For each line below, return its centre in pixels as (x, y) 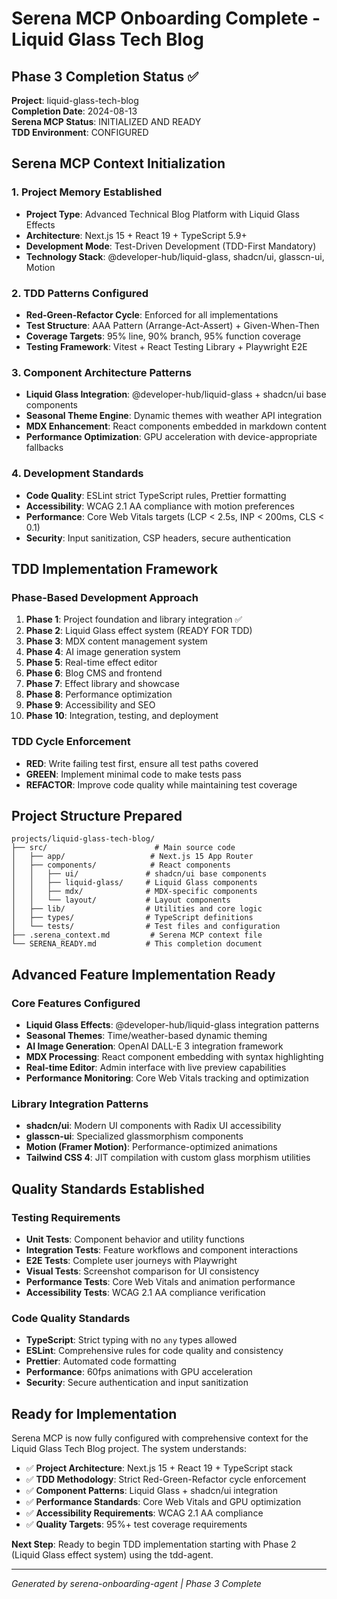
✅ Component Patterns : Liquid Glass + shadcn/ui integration (151, 1491)
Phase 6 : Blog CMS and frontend (94, 673)
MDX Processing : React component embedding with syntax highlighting (174, 1057)
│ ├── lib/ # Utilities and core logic (137, 909)
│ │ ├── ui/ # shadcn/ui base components (139, 874)
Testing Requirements (66, 1217)
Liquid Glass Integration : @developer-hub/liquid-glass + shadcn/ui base (176, 394)
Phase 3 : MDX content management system (116, 641)
